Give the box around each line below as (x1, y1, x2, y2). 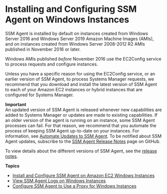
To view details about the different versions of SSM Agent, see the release (5, 148, 158, 154)
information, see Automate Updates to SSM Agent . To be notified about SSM (5, 133, 162, 139)
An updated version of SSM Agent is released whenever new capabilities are (5, 107, 162, 113)
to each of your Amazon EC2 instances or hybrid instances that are (5, 86, 143, 92)
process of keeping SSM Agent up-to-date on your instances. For (5, 128, 139, 133)
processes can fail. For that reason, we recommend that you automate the (5, 123, 157, 129)
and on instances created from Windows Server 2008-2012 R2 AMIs (5, 41, 145, 47)
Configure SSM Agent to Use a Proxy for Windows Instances (12, 183, 137, 189)
